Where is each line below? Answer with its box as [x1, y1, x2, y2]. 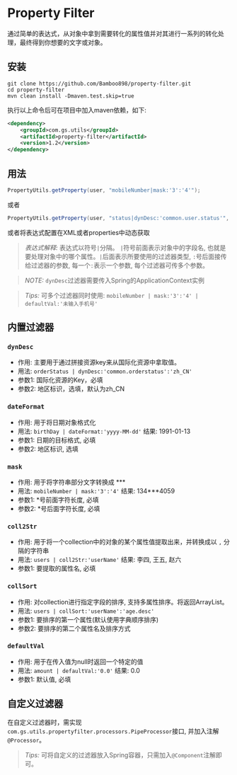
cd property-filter [7, 86, 65, 93]
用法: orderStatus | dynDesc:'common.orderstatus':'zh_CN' [17, 367, 192, 376]
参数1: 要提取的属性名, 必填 [17, 564, 96, 573]
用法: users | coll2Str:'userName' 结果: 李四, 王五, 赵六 [17, 556, 182, 564]
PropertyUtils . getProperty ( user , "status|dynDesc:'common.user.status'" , [7, 214, 230, 222]
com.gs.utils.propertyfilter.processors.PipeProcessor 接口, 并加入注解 [7, 727, 219, 735]
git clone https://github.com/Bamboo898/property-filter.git [7, 80, 192, 87]
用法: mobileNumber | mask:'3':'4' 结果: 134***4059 [17, 486, 175, 495]
